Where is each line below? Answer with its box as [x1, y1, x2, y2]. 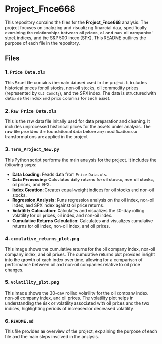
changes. [5, 267, 24, 273]
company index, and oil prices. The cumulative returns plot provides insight [5, 251, 155, 257]
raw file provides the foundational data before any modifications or [5, 129, 138, 134]
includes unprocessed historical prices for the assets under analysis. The [5, 123, 151, 129]
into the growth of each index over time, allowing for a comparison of [5, 256, 143, 262]
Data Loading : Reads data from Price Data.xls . [12, 171, 108, 178]
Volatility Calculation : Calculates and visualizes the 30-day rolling [12, 208, 145, 213]
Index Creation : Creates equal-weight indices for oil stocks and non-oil [12, 187, 154, 193]
